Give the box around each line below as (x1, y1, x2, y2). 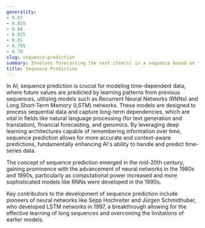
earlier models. (6, 216, 45, 223)
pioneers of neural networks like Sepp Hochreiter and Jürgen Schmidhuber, (6, 196, 196, 204)
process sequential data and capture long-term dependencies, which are (6, 108, 190, 116)
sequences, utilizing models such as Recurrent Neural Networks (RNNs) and (6, 95, 198, 102)
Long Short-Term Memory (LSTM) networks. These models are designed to (6, 102, 196, 109)
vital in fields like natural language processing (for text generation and (6, 115, 182, 122)
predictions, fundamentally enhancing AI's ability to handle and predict (6, 141, 184, 148)
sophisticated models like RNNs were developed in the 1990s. (6, 178, 162, 186)
